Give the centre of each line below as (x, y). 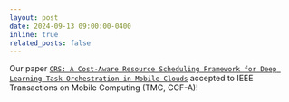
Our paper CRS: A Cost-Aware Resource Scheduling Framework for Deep (143, 69)
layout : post (34, 18)
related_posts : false (50, 43)
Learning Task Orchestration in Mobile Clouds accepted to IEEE (131, 79)
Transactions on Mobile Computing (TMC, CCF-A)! (104, 88)
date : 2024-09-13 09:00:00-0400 (70, 26)
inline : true (34, 34)
